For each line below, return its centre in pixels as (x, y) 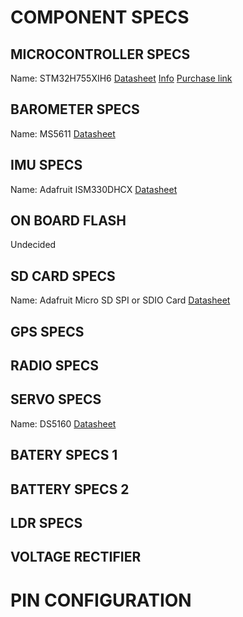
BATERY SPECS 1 (64, 455)
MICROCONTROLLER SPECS (100, 54)
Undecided (33, 245)
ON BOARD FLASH (68, 221)
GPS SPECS (47, 331)
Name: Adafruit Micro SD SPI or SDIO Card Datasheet (120, 300)
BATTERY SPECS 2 (70, 489)
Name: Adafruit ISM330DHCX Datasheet (94, 189)
